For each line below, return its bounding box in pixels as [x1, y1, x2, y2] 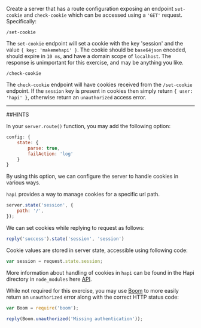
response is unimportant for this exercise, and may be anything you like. [6, 59, 184, 66]
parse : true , [28, 145, 60, 151]
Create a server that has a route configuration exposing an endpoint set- [6, 5, 186, 12]
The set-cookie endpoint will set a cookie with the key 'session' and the [6, 40, 184, 47]
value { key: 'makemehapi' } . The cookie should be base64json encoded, [6, 46, 187, 53]
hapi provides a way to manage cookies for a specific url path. [6, 191, 160, 198]
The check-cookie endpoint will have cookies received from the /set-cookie [6, 81, 193, 88]
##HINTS [6, 111, 29, 118]
